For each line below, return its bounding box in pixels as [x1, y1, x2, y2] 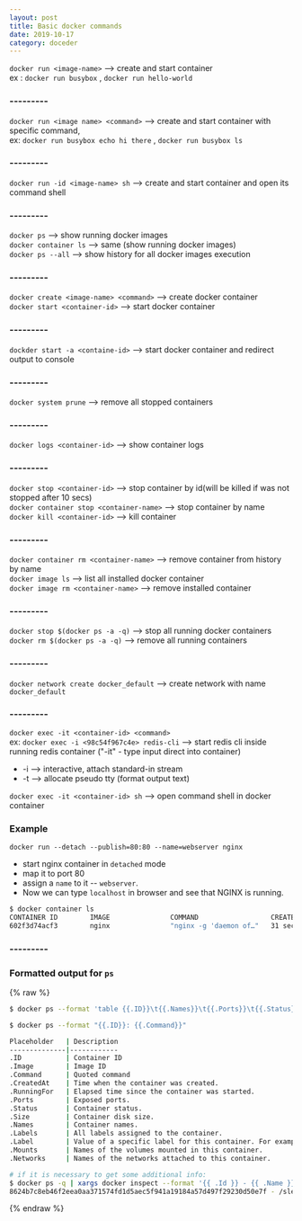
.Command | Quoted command [9, 1071, 130, 1080]
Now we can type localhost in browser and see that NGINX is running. [22, 887, 285, 898]
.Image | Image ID [9, 1062, 106, 1071]
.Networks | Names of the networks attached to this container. [9, 1154, 271, 1163]
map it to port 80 [22, 869, 85, 879]
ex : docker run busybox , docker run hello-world [9, 73, 193, 84]
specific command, [9, 125, 81, 136]
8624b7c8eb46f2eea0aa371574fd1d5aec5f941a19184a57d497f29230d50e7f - [9, 1187, 276, 1196]
